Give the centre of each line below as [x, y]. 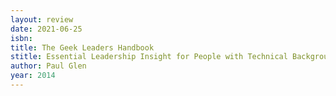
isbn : [21, 38]
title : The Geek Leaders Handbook [82, 47]
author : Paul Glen [48, 66]
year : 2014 [33, 76]
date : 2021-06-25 [46, 29]
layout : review [42, 19]
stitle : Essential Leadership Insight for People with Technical [149, 57]
